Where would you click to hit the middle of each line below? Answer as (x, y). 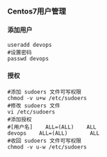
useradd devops (30, 45)
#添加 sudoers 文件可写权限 (44, 92)
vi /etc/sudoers (31, 112)
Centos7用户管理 (37, 11)
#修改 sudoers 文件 (34, 106)
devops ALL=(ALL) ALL (53, 134)
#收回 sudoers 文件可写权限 (44, 141)
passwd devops (28, 59)
